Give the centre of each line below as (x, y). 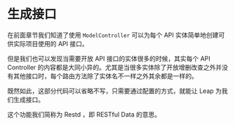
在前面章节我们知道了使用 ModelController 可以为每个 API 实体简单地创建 (113, 35)
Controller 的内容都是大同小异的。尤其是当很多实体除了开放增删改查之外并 (115, 67)
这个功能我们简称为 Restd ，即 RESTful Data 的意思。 (84, 114)
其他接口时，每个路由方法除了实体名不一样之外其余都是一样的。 (105, 76)
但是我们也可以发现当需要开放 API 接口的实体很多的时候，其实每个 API (109, 58)
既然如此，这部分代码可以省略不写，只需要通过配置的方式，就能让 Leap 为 (115, 91)
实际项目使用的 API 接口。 (51, 43)
